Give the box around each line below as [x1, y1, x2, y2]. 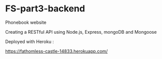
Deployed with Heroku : [5, 38, 54, 45]
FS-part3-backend [5, 3, 86, 14]
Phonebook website [5, 19, 47, 25]
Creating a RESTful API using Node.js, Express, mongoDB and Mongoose [5, 29, 157, 35]
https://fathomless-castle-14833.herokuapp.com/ [5, 48, 108, 54]
